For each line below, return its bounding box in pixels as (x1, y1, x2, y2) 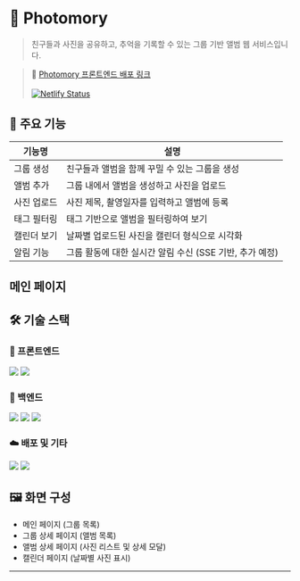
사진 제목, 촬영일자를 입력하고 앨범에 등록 (65, 195, 229, 208)
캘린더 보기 (13, 229, 58, 242)
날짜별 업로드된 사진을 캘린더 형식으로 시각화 (65, 229, 243, 242)
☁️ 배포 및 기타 (9, 437, 68, 450)
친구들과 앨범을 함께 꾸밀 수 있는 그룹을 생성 (65, 162, 239, 175)
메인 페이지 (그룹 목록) (21, 519, 100, 530)
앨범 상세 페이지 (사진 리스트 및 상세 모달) (21, 542, 167, 552)
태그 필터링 (13, 212, 58, 225)
